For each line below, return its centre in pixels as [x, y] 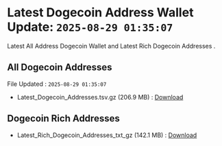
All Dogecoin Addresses [60, 67]
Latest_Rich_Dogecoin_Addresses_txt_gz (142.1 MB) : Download [107, 135]
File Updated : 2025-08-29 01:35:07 [57, 84]
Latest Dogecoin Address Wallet [100, 13]
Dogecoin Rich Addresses [63, 118]
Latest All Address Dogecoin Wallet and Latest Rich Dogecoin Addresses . [111, 46]
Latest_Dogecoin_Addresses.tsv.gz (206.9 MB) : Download [100, 97]
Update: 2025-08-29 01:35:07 [90, 27]
